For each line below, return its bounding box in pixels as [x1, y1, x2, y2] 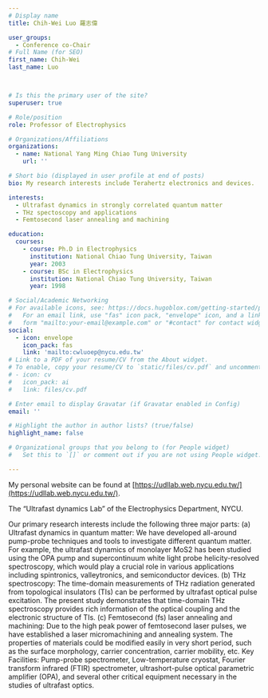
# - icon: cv [8, 371, 52, 379]
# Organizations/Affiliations [8, 135, 109, 144]
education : [8, 231, 45, 239]
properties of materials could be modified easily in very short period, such [8, 637, 252, 647]
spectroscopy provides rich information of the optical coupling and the [8, 604, 241, 613]
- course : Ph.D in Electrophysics [22, 245, 137, 253]
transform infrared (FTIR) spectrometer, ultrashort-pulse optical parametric [8, 663, 255, 672]
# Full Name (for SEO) [8, 49, 84, 57]
